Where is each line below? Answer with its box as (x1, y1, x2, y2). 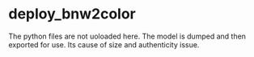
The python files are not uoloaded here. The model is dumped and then (8, 31, 247, 41)
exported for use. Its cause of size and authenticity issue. (8, 39, 200, 49)
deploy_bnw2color (8, 5, 136, 23)
